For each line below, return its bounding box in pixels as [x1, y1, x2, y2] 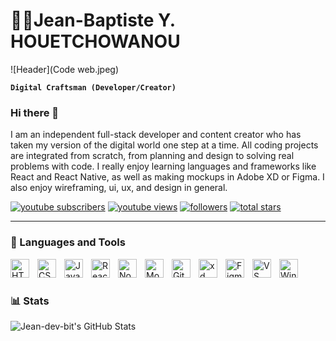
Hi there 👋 [10, 105, 60, 119]
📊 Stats [10, 294, 50, 308]
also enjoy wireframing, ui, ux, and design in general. [10, 182, 228, 194]
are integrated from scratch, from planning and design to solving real [10, 150, 295, 162]
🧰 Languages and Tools [10, 235, 126, 249]
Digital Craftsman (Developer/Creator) [10, 82, 177, 93]
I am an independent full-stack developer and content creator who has [10, 129, 302, 141]
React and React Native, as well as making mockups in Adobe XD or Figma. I [10, 171, 325, 183]
